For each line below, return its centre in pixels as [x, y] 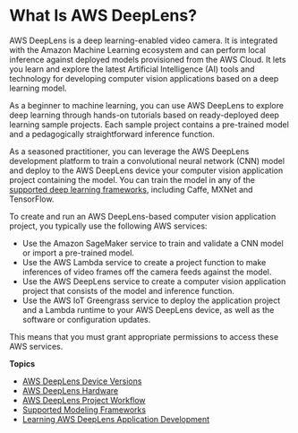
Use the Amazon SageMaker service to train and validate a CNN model [153, 243]
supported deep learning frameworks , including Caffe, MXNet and [131, 189]
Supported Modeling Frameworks [84, 410]
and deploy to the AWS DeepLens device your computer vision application [146, 170]
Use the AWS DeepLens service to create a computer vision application [154, 281]
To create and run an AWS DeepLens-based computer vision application [143, 216]
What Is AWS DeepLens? [103, 16]
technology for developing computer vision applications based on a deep [144, 78]
